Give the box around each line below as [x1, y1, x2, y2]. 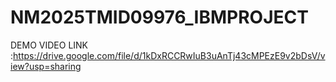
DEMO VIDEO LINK [10, 39, 89, 51]
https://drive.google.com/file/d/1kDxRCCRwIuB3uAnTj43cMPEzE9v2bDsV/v [13, 49, 326, 61]
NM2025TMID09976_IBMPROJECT [10, 6, 309, 29]
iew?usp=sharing [10, 60, 82, 72]
